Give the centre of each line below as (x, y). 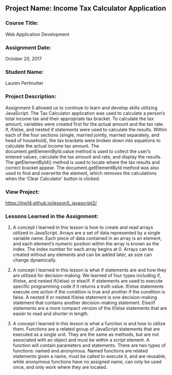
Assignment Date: (28, 47)
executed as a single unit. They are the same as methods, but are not (86, 334)
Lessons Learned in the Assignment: (52, 216)
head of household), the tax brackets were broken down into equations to (83, 140)
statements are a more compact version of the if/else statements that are (90, 308)
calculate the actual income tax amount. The (52, 146)
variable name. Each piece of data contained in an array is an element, (87, 239)
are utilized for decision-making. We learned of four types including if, (87, 275)
